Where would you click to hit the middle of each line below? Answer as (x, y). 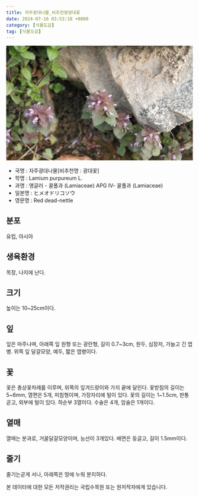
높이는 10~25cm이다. (31, 308)
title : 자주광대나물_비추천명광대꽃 (43, 12)
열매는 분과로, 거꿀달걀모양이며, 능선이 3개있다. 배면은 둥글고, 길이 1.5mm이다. (97, 438)
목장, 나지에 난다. (26, 272)
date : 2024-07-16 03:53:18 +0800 (47, 19)
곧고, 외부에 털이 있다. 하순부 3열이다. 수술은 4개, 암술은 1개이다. (81, 402)
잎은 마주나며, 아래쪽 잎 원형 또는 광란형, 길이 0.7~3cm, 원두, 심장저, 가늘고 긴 (96, 344)
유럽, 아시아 (20, 236)
